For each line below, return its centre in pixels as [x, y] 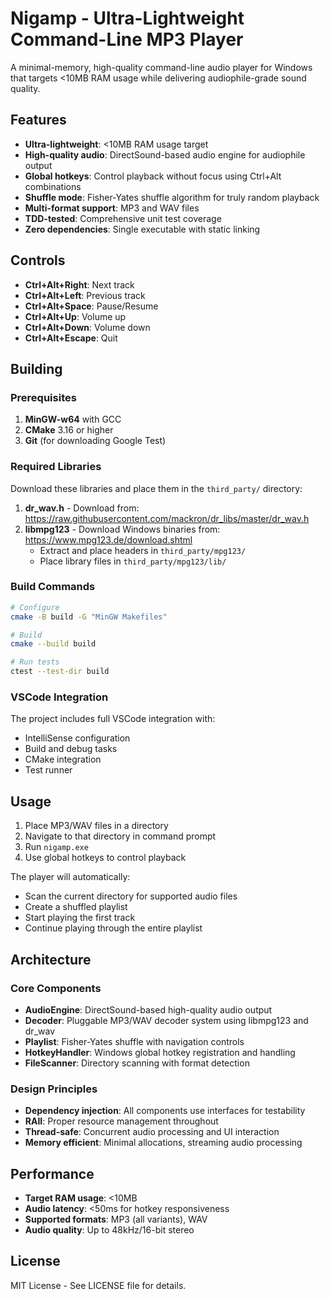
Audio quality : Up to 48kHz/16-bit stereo [109, 1230]
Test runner [48, 770]
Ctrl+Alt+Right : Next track [79, 284]
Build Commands [53, 587]
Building [36, 368]
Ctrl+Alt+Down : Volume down [87, 327]
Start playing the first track [80, 918]
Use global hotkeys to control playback [105, 858]
